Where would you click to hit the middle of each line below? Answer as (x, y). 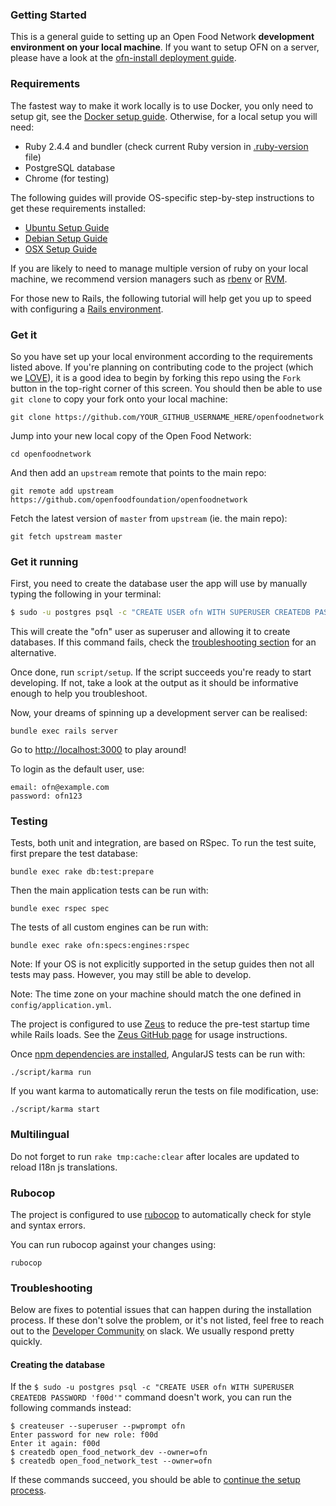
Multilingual (40, 1135)
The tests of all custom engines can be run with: (109, 927)
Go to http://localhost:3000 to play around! (98, 750)
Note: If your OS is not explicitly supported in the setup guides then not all (162, 964)
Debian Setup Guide (66, 238)
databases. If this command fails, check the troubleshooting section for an (163, 642)
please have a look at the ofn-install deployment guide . (123, 58)
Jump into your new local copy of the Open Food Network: (131, 435)
